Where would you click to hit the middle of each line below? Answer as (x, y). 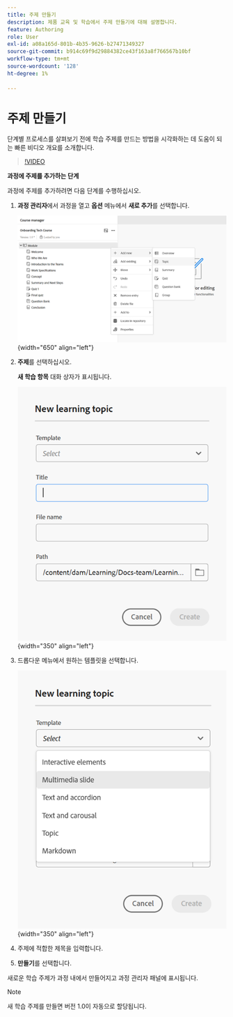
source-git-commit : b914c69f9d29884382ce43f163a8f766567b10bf (99, 52)
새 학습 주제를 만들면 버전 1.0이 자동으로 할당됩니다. (77, 1007)
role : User (23, 37)
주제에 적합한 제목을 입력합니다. (60, 949)
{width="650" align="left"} (55, 347)
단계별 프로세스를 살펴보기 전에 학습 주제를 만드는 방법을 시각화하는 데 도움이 (111, 139)
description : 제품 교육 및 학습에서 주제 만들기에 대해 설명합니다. (93, 22)
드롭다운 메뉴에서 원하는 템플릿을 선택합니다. (78, 660)
